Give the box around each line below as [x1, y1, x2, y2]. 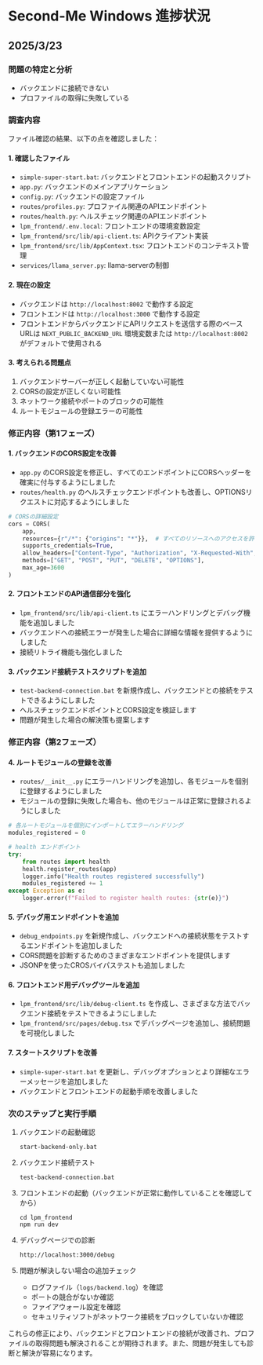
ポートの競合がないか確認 [31, 1292, 114, 1301]
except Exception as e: [8, 887, 86, 895]
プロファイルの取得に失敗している [19, 93, 130, 102]
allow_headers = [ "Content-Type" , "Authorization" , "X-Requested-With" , [22, 549, 258, 558]
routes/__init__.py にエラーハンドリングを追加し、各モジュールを [19, 777, 236, 786]
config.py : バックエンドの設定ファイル [19, 192, 145, 201]
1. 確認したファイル [8, 153, 70, 163]
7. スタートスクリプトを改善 [8, 1048, 98, 1057]
